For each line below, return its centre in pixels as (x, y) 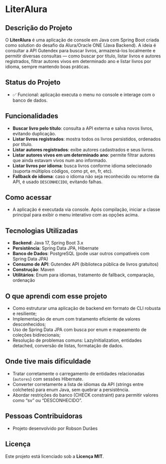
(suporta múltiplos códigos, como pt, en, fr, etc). (63, 171)
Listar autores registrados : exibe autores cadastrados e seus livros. (83, 149)
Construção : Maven (33, 270)
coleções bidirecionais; (36, 335)
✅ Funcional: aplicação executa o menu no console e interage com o (84, 95)
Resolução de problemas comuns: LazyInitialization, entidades (77, 340)
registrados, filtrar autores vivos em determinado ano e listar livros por (78, 61)
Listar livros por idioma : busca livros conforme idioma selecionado (82, 166)
